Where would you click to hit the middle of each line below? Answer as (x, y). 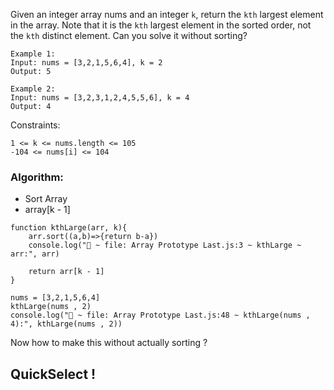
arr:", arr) (35, 254)
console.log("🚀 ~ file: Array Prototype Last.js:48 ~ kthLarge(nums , (160, 315)
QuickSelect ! (53, 374)
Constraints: (35, 125)
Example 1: (33, 54)
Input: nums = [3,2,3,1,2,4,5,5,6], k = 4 (100, 98)
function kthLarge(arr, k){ (69, 228)
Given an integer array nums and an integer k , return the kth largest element (167, 14)
